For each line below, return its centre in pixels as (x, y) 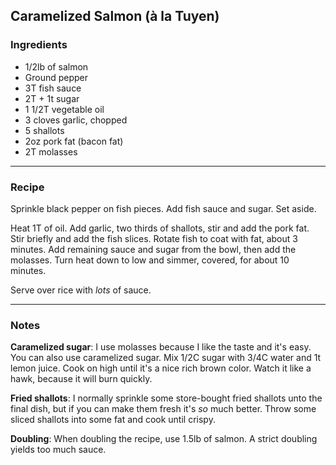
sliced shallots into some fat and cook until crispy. (113, 420)
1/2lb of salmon (56, 66)
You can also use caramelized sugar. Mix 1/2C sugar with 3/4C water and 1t (166, 358)
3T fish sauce (53, 88)
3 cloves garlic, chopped (76, 120)
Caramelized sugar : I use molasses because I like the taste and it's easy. (161, 347)
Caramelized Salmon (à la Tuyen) (115, 16)
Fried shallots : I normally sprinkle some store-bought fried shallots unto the (166, 398)
